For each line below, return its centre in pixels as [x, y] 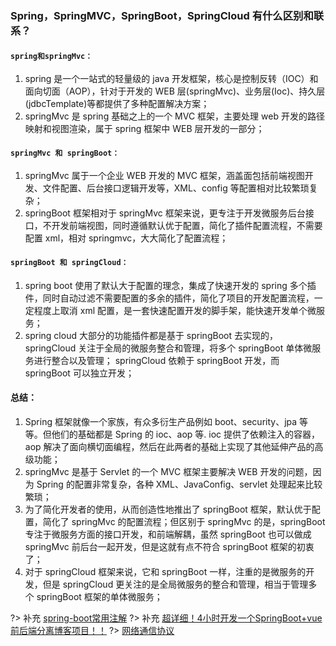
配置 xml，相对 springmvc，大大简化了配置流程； [126, 238]
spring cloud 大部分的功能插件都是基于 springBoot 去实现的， [151, 335]
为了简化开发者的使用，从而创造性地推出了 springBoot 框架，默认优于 [168, 509]
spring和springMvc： [51, 56]
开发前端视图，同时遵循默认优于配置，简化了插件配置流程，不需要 [187, 226]
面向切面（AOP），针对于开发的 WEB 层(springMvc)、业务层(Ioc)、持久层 [175, 91]
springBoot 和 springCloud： [69, 262]
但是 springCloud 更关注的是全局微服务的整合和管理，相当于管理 [175, 584]
